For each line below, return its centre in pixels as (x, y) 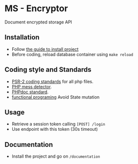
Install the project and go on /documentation (56, 156)
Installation (22, 37)
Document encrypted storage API (38, 22)
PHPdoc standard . (30, 92)
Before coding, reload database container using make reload (72, 54)
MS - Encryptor (36, 9)
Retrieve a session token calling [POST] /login (58, 124)
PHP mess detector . (32, 86)
